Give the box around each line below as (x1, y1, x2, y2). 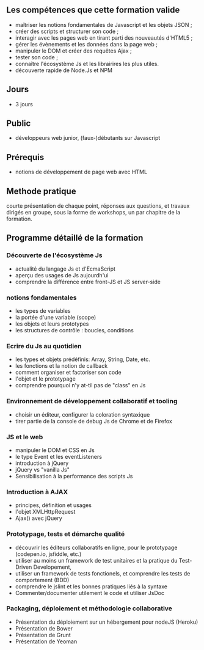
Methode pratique (6, 186, 76, 196)
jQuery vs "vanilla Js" (15, 466, 70, 473)
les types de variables (15, 307, 71, 315)
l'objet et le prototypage (15, 375, 76, 382)
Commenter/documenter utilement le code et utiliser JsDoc (15, 589, 165, 596)
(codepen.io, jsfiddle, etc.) (15, 550, 82, 558)
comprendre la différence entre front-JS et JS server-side (15, 278, 161, 285)
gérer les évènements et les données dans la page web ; (15, 40, 158, 48)
